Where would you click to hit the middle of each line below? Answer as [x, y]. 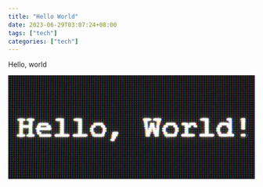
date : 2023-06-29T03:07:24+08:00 [63, 25]
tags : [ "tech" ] [33, 33]
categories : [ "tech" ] [43, 41]
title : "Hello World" [43, 16]
